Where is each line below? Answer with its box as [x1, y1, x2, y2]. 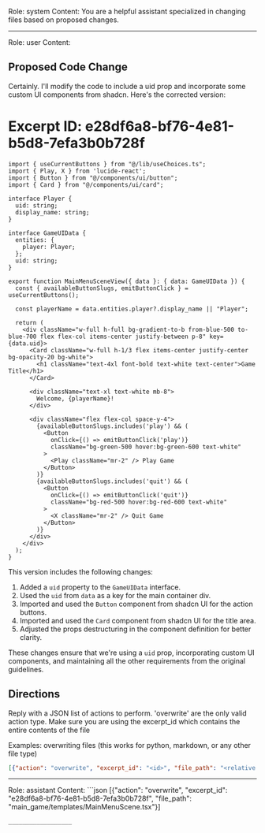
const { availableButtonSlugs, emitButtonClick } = [15, 284, 189, 292]
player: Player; [22, 243, 77, 251]
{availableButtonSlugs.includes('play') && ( [36, 422, 189, 430]
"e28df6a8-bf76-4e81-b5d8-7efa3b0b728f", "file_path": [8, 794, 192, 803]
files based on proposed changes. [8, 15, 120, 24]
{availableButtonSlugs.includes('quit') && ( [36, 477, 189, 485]
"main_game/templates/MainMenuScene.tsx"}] [8, 802, 161, 812]
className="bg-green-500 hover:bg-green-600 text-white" [50, 443, 242, 451]
